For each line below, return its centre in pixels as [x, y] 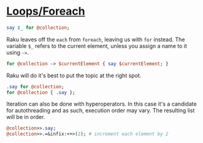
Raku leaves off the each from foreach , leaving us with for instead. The [96, 39]
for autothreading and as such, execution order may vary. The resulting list [101, 110]
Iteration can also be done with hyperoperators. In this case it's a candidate [102, 104]
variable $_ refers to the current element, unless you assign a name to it [97, 46]
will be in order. [26, 117]
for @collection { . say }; [41, 92]
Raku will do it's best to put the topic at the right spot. [74, 75]
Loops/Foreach [46, 11]
